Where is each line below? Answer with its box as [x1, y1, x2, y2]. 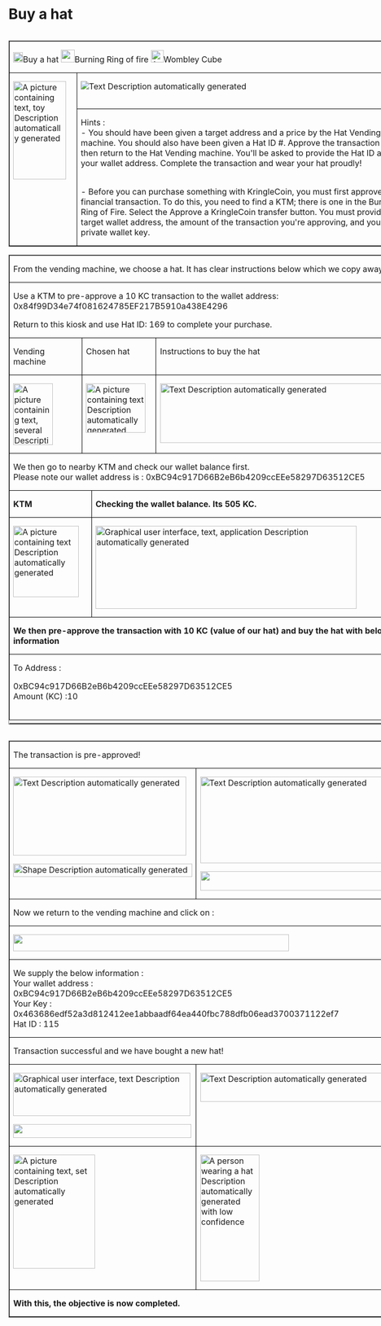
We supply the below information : [13, 967, 144, 978]
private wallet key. [81, 226, 151, 238]
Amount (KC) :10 [13, 690, 79, 702]
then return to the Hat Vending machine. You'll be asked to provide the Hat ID [81, 147, 375, 159]
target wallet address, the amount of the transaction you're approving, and [81, 217, 365, 228]
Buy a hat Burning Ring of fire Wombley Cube [23, 54, 222, 65]
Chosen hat [85, 345, 130, 357]
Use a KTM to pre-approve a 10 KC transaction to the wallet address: [13, 290, 279, 301]
